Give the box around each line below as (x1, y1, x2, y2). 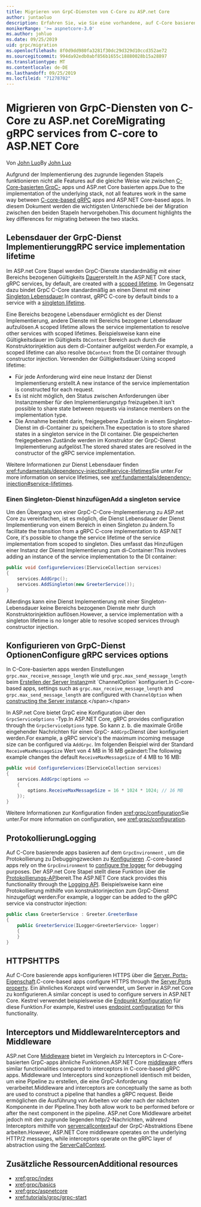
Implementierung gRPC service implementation (6, 242, 185, 252)
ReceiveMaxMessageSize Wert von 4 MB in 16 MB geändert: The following (6, 747, 182, 755)
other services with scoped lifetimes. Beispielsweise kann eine (6, 330, 160, 337)
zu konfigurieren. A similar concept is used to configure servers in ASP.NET (6, 991, 191, 998)
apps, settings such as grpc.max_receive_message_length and (23, 685, 173, 692)
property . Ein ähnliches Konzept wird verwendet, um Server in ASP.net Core (6, 984, 193, 992)
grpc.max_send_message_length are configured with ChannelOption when (6, 691, 182, 698)
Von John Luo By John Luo (6, 159, 72, 166)
